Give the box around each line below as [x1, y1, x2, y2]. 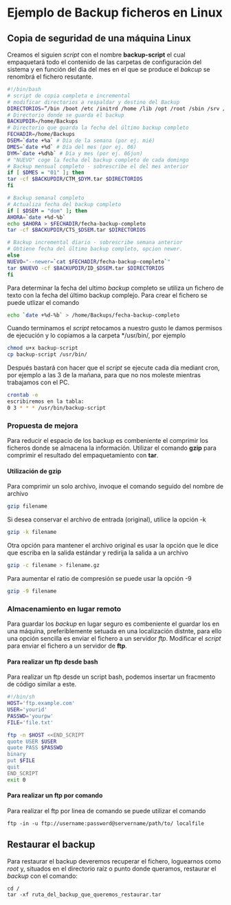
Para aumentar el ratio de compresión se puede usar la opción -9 [7, 574, 192, 582]
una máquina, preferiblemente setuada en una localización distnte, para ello [7, 627, 222, 635]
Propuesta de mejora [7, 421, 78, 430]
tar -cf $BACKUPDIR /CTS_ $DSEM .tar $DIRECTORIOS [7, 226, 146, 234]
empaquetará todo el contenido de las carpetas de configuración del [7, 58, 201, 66]
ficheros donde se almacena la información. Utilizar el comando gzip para [7, 444, 217, 452]
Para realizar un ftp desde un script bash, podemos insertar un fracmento [7, 673, 216, 681]
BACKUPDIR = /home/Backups [7, 118, 78, 125]
